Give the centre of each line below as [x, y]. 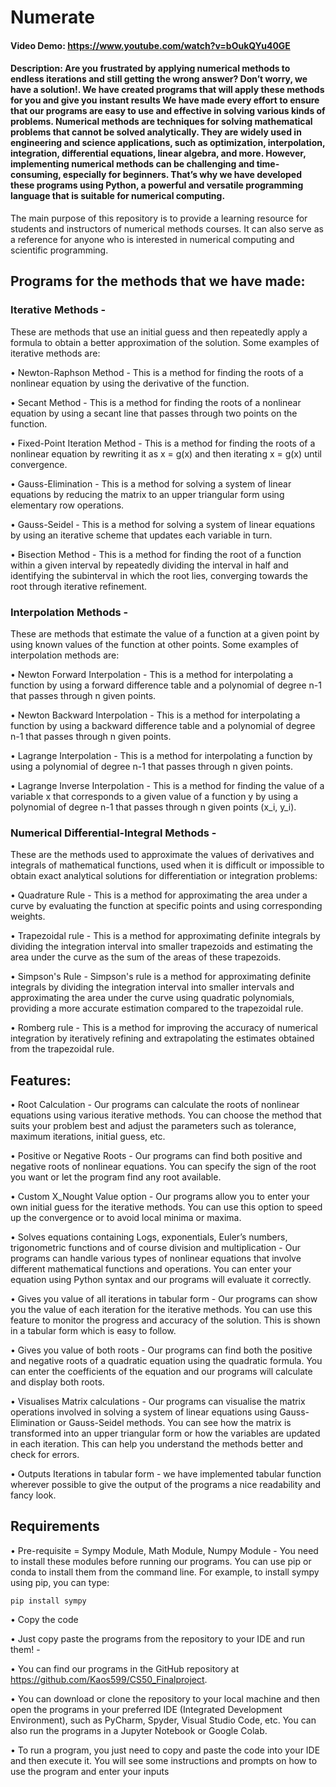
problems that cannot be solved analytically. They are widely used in [156, 132]
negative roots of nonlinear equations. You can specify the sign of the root [163, 1167]
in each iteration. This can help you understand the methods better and [157, 1444]
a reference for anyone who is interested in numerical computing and [152, 239]
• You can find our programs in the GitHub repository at [125, 1668]
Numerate [52, 17]
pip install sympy [48, 1601]
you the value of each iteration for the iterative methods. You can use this [161, 1310]
